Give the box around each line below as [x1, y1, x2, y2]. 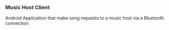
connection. [5, 20, 30, 26]
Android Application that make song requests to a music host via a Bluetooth [5, 15, 164, 21]
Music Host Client [5, 4, 50, 11]
